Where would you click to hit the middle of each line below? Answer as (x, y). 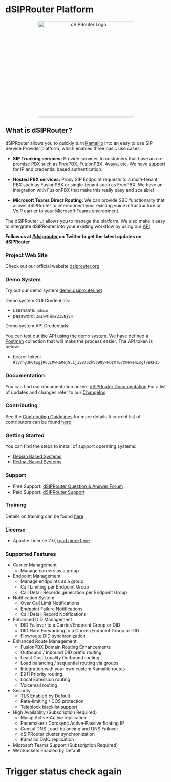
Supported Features (31, 554)
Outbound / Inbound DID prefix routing (61, 652)
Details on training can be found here (44, 516)
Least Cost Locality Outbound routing (60, 658)
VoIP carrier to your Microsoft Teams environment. (66, 211)
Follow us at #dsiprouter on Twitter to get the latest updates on (73, 236)
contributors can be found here (38, 422)
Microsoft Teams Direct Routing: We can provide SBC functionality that (89, 200)
